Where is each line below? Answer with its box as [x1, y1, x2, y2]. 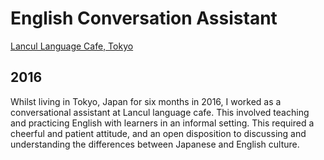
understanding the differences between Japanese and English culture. [10, 138, 300, 150]
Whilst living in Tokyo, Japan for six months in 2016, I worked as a [10, 95, 282, 107]
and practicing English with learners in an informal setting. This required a [10, 117, 315, 129]
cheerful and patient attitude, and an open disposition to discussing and [10, 127, 307, 139]
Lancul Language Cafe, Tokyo [10, 40, 134, 52]
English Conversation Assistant [10, 7, 278, 30]
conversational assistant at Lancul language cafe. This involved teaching [10, 106, 310, 118]
